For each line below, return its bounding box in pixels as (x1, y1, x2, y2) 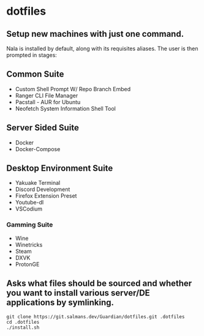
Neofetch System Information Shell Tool (15, 105, 116, 112)
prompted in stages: (6, 51, 57, 59)
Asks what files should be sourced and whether (6, 278, 192, 289)
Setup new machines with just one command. (6, 29, 184, 39)
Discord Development (15, 185, 70, 193)
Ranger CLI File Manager (15, 92, 78, 99)
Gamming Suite (6, 220, 53, 229)
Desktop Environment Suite (6, 163, 113, 174)
